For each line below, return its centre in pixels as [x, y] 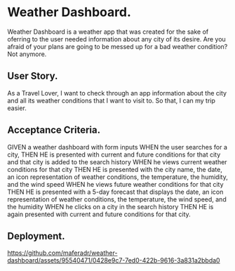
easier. [17, 108]
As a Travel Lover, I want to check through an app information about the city [117, 93]
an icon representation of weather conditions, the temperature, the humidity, [117, 177]
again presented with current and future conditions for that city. [99, 214]
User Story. [33, 76]
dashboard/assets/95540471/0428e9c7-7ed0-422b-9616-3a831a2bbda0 [114, 260]
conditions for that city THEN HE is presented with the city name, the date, [115, 169]
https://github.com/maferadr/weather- [62, 253]
